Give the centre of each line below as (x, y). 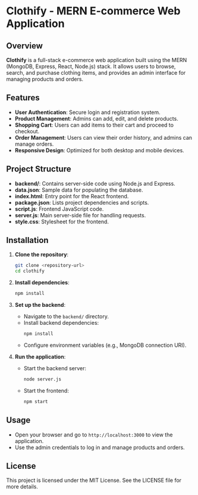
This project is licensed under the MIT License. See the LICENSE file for (94, 480)
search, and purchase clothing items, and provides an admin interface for (96, 73)
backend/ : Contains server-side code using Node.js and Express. (95, 183)
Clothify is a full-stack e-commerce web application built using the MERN (97, 60)
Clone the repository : (42, 254)
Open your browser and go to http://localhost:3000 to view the (94, 435)
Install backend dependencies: (61, 323)
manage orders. (34, 144)
